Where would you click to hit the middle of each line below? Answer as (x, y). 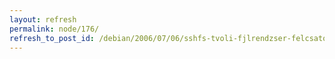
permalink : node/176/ (54, 29)
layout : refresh (43, 19)
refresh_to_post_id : (52, 38)
